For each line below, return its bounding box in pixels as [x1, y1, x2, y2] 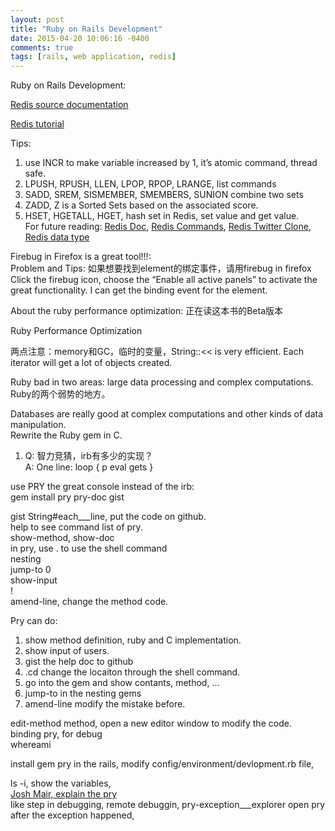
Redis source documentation [10, 99, 129, 111]
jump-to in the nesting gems [24, 687, 142, 700]
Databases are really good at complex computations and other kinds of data [10, 408, 324, 420]
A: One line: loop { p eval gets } [24, 461, 154, 473]
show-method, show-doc [10, 532, 115, 544]
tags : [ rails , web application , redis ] [10, 52, 177, 62]
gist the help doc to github [24, 656, 134, 668]
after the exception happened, [10, 809, 135, 821]
